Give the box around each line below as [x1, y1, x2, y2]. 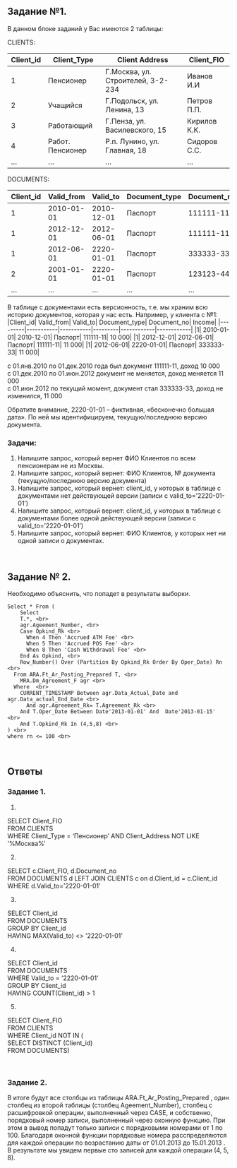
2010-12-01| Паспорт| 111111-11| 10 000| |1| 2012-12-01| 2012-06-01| [17, 333, 214, 341]
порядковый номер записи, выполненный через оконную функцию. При [7, 1116, 226, 1124]
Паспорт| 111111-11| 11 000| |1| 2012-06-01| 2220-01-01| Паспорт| [7, 340, 197, 349]
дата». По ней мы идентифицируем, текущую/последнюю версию [7, 412, 207, 421]
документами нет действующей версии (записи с [17, 491, 169, 500]
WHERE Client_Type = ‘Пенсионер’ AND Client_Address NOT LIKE [7, 831, 200, 840]
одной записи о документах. [17, 537, 104, 545]
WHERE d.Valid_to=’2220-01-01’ [7, 881, 101, 890]
